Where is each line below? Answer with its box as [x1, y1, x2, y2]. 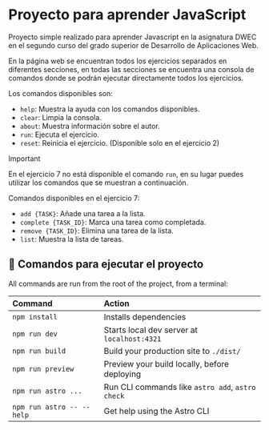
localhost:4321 [103, 334, 162, 344]
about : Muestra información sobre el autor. [19, 121, 160, 131]
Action [103, 298, 130, 309]
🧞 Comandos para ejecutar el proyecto [8, 258, 204, 271]
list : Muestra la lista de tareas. [19, 234, 124, 243]
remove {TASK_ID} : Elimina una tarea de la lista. [19, 226, 174, 235]
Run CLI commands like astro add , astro [103, 381, 256, 392]
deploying [103, 368, 142, 380]
